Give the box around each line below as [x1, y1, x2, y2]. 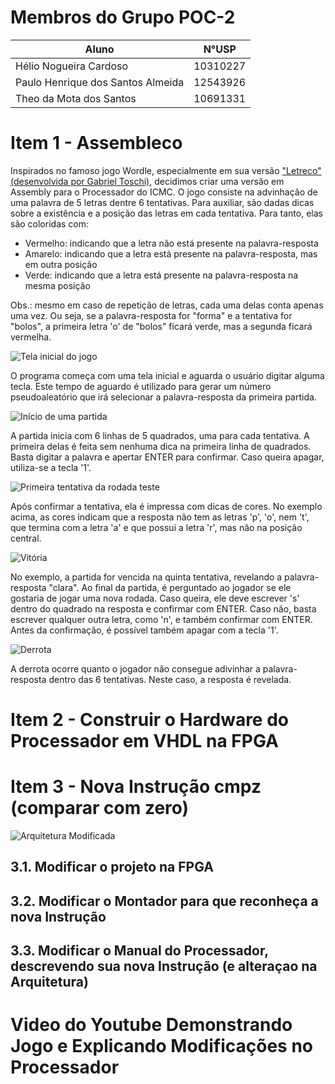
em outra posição [24, 258, 98, 270]
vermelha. [10, 331, 52, 343]
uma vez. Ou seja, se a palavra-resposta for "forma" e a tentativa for [10, 309, 293, 321]
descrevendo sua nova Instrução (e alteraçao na [10, 958, 318, 975]
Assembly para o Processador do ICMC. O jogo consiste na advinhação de [10, 186, 318, 198]
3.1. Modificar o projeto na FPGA [10, 859, 214, 876]
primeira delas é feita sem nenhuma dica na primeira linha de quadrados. [10, 440, 312, 452]
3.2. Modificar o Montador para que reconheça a [10, 892, 319, 910]
